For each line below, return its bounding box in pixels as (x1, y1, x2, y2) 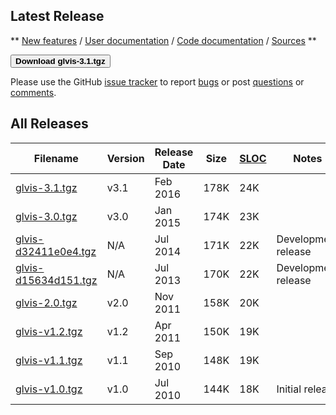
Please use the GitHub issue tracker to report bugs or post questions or (10, 75, 305, 88)
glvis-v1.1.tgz (15, 353, 83, 367)
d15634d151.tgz (15, 273, 98, 287)
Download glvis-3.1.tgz (15, 55, 106, 66)
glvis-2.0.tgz (15, 295, 78, 309)
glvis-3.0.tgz (15, 209, 78, 223)
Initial (276, 382, 302, 396)
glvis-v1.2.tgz (15, 324, 83, 338)
